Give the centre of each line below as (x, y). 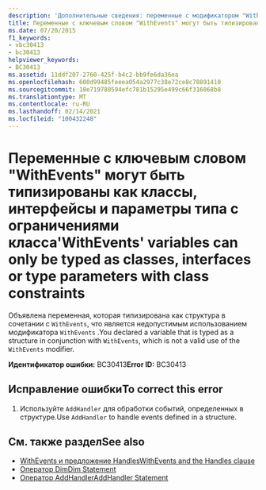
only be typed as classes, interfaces (130, 260)
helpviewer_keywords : (44, 60)
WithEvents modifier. (42, 349)
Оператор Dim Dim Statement (68, 469)
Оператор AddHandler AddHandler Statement (94, 478)
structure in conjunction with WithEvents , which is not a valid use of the (124, 340)
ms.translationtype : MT (47, 97)
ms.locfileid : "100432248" (53, 119)
